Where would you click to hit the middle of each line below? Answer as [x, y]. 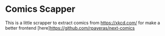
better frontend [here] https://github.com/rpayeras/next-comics [70, 28]
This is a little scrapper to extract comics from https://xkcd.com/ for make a [83, 23]
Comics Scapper [40, 9]
